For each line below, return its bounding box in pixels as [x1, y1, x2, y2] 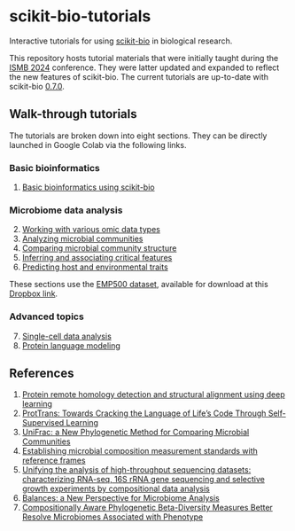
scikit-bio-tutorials [9, 6, 151, 27]
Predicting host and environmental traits [21, 262, 168, 272]
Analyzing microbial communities [21, 233, 144, 245]
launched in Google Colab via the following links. [9, 139, 187, 150]
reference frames [21, 455, 86, 466]
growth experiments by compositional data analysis [21, 483, 211, 494]
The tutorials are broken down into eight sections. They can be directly [9, 130, 268, 141]
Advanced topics [9, 310, 84, 323]
